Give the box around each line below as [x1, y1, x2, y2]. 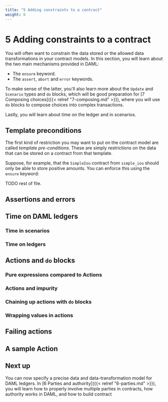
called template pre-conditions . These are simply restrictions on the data [5, 145, 156, 151]
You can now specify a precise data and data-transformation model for [5, 375, 152, 381]
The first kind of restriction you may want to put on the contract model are [5, 139, 159, 146]
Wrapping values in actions [5, 311, 73, 318]
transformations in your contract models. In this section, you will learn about [5, 56, 163, 62]
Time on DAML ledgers [5, 212, 78, 221]
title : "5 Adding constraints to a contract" [5, 7, 102, 13]
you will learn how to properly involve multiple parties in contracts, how [5, 385, 153, 391]
